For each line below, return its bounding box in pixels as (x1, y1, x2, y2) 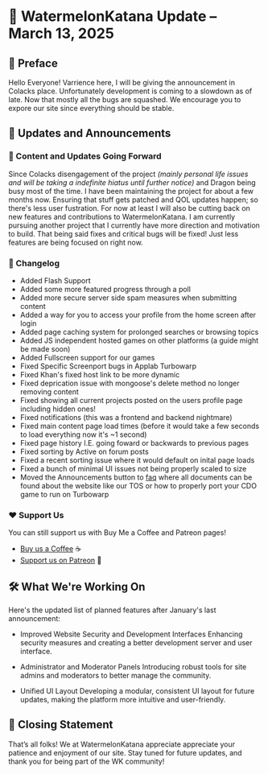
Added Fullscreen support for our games (19, 352, 155, 362)
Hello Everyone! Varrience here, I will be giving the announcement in (8, 78, 236, 87)
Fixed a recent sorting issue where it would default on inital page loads (19, 455, 255, 465)
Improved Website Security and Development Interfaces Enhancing (19, 629, 243, 639)
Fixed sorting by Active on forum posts (19, 447, 149, 456)
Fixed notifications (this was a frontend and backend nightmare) (19, 412, 233, 422)
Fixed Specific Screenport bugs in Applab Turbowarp (19, 361, 197, 371)
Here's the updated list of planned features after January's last (8, 605, 216, 615)
